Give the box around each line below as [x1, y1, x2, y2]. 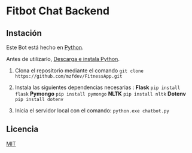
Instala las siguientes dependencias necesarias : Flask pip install [14, 84, 181, 91]
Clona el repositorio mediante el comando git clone [14, 67, 144, 74]
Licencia [6, 124, 39, 134]
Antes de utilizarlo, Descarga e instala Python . [6, 56, 120, 62]
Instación [6, 28, 42, 38]
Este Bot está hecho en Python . [6, 44, 84, 51]
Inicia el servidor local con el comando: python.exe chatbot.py [14, 107, 169, 114]
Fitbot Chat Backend [6, 4, 109, 18]
